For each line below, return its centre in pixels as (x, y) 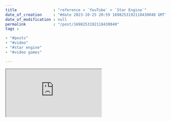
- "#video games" (24, 52)
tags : (12, 29)
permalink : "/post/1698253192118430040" (62, 24)
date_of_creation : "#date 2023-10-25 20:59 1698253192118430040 (81, 15)
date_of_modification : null (36, 19)
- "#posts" (17, 38)
